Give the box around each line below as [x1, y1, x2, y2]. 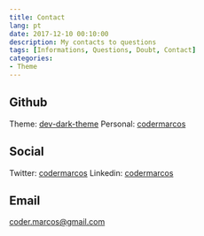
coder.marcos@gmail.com [9, 217, 106, 227]
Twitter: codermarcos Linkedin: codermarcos [9, 167, 174, 178]
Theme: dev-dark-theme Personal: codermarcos [9, 118, 186, 129]
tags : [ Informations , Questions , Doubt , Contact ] [9, 46, 197, 55]
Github [9, 95, 48, 110]
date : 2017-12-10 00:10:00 [9, 29, 109, 38]
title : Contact [9, 12, 66, 22]
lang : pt [9, 21, 42, 30]
